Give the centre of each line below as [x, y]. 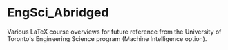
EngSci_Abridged [58, 13]
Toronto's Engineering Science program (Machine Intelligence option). [107, 38]
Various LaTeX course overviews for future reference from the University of [114, 32]
